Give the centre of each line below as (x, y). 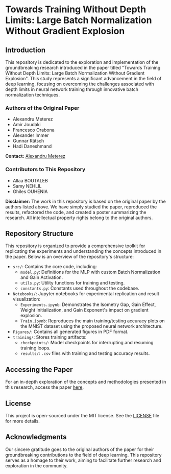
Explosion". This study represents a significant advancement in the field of (83, 78)
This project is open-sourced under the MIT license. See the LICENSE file (82, 416)
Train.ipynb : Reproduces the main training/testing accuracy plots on (92, 321)
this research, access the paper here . (45, 387)
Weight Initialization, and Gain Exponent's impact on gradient (84, 310)
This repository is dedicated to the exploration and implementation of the (82, 62)
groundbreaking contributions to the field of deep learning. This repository (83, 455)
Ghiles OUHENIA (30, 191)
